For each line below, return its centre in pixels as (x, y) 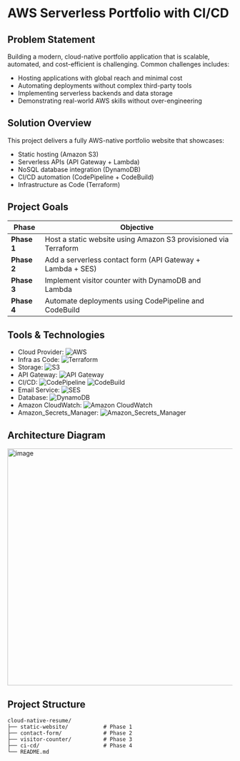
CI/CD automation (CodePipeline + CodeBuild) (86, 177)
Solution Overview (49, 123)
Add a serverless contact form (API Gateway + (123, 260)
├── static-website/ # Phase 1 (70, 727)
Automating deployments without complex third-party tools (105, 86)
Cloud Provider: (41, 352)
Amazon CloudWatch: (50, 405)
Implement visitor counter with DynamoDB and (123, 280)
